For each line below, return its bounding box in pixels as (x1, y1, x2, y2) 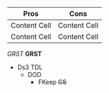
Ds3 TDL (17, 63, 43, 71)
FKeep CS (37, 78, 67, 86)
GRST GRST (7, 50, 42, 58)
